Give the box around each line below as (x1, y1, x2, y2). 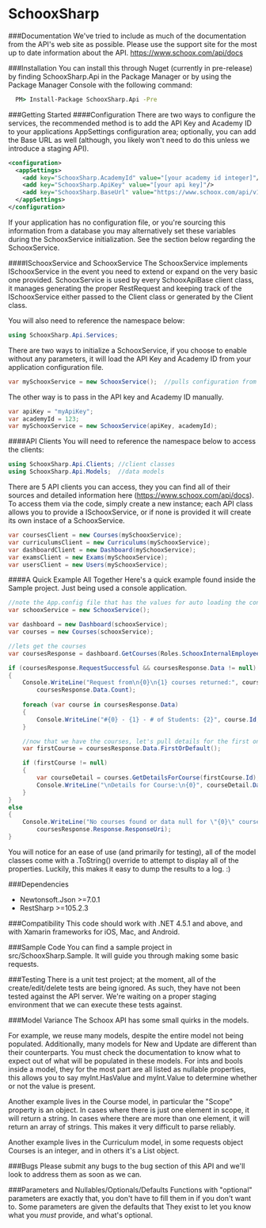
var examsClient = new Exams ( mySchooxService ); (8, 553, 169, 561)
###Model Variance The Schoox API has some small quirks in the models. (8, 1015, 249, 1025)
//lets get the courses (8, 642, 87, 650)
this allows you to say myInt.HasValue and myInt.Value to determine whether (8, 1072, 257, 1082)
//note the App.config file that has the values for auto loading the (8, 599, 246, 607)
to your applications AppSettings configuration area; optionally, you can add (8, 126, 256, 136)
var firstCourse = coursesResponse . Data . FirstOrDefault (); (22, 745, 222, 753)
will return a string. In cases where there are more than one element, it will (8, 1113, 250, 1123)
